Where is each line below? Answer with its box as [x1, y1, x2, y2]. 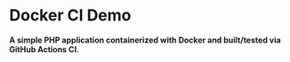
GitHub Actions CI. [9, 43, 80, 54]
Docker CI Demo [9, 5, 132, 26]
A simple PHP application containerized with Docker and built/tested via [9, 35, 282, 45]
